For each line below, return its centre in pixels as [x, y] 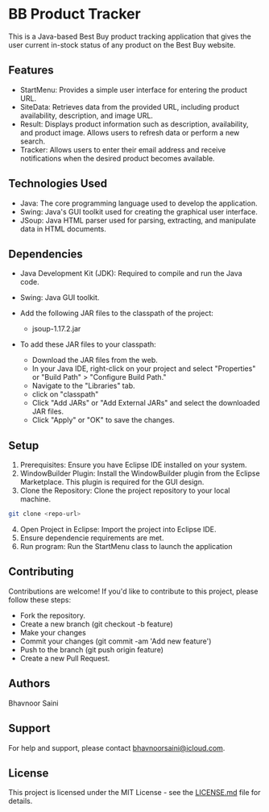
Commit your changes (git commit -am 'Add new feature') [116, 641]
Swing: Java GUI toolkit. [60, 298]
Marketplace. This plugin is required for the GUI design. [112, 482]
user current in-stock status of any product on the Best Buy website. [122, 44]
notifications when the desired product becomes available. [117, 158]
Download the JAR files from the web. [95, 360]
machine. [35, 499]
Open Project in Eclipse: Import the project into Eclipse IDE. [118, 530]
